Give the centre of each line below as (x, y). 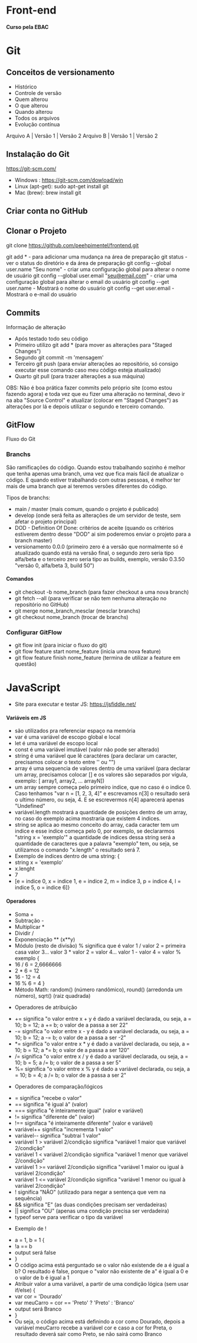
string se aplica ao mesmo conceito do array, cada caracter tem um (97, 825)
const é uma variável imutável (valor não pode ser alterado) (87, 749)
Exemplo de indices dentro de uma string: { (67, 856)
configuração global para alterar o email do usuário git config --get (88, 281)
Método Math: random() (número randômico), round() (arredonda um (98, 990)
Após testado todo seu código (51, 338)
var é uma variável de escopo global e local (68, 737)
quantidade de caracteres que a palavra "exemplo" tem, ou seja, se (96, 844)
